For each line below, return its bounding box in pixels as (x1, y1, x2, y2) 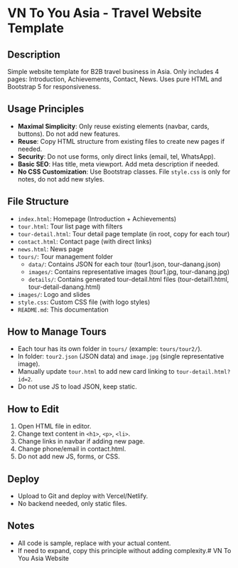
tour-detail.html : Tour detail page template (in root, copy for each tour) (17, 229, 230, 238)
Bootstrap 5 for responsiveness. (7, 83, 102, 90)
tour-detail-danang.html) (28, 283, 101, 291)
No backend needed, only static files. (17, 500, 127, 508)
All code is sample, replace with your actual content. (17, 539, 171, 547)
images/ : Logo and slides (17, 290, 91, 298)
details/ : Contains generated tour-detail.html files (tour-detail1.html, (28, 275, 229, 283)
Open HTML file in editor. (17, 422, 92, 431)
